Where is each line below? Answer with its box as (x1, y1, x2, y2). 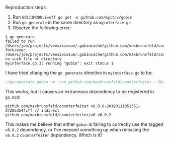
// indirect (34, 108, 59, 113)
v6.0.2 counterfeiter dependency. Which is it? (5, 132, 103, 138)
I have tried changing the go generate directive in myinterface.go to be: (5, 70, 153, 76)
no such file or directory (5, 56, 62, 61)
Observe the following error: (12, 25, 71, 31)
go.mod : (5, 94, 20, 100)
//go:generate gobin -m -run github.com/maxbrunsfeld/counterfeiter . (5, 80, 156, 85)
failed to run (5, 39, 35, 44)
